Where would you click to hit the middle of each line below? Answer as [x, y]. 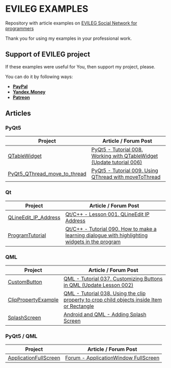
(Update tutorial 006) [117, 162]
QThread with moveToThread [126, 177]
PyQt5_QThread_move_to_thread [47, 174]
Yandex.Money [29, 92]
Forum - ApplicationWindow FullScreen [112, 358]
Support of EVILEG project [48, 54]
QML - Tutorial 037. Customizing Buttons [113, 279]
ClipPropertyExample [33, 300]
